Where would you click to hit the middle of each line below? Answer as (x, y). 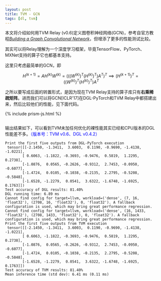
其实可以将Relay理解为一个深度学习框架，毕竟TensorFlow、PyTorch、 (75, 49)
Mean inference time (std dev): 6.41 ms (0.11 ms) (57, 274)
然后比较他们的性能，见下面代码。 (47, 104)
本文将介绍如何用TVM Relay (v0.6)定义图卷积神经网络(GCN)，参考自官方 (77, 33)
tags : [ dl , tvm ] (21, 18)
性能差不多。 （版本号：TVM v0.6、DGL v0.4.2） (52, 134)
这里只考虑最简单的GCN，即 (33, 65)
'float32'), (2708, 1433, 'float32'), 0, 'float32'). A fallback (72, 215)
